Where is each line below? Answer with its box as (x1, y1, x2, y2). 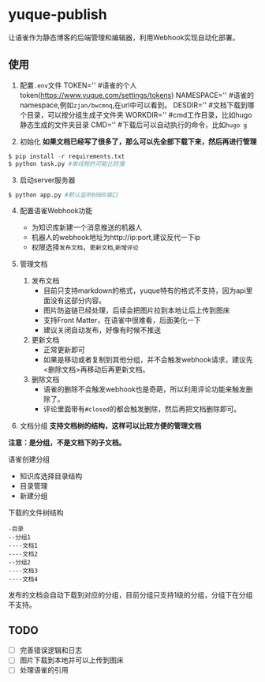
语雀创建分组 (8, 455, 50, 464)
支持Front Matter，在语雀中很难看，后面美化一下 (43, 316, 201, 325)
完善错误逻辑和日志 (19, 646, 83, 655)
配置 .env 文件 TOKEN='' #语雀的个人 (19, 81, 137, 90)
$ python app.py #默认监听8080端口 (8, 191, 118, 199)
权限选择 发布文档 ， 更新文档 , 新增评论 (31, 242, 140, 252)
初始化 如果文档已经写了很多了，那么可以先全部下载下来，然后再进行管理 (19, 137, 257, 146)
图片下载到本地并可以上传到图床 (19, 655, 124, 665)
